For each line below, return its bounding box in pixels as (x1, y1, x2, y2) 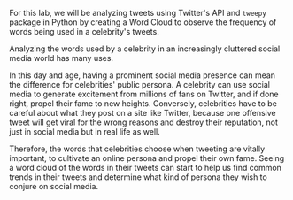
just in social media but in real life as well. (9, 127, 161, 136)
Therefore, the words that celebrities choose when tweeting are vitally (9, 143, 266, 154)
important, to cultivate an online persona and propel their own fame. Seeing (9, 153, 285, 163)
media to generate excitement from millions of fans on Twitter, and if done (9, 88, 279, 99)
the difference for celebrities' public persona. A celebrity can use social (9, 80, 270, 89)
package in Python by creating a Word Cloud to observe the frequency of (9, 17, 277, 27)
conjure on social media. (9, 181, 99, 191)
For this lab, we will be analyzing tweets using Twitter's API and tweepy (9, 8, 267, 18)
